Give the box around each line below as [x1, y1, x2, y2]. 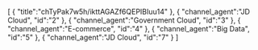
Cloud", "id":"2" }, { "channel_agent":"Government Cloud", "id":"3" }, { [7, 15, 241, 25]
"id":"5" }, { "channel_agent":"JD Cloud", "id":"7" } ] [7, 32, 179, 42]
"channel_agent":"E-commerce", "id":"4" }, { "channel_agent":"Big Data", [7, 24, 251, 33]
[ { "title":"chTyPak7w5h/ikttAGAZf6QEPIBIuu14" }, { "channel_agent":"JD [7, 7, 251, 16]
